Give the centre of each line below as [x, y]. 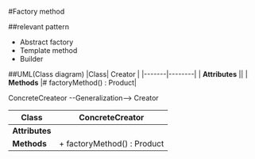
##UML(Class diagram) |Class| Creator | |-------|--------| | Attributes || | [128, 74]
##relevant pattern [39, 26]
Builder [31, 59]
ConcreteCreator [112, 117]
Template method [48, 50]
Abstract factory [46, 42]
